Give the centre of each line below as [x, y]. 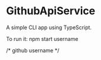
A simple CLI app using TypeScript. [49, 27]
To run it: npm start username [42, 39]
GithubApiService [51, 11]
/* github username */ [33, 50]
